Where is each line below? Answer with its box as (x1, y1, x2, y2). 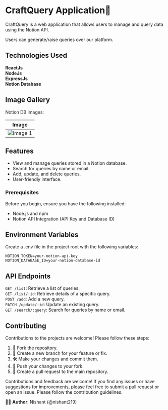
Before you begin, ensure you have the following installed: (5, 200, 126, 207)
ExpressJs (5, 76, 28, 82)
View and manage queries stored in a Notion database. (12, 160, 127, 166)
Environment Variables (5, 231, 79, 239)
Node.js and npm (12, 210, 48, 216)
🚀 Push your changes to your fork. (12, 363, 84, 369)
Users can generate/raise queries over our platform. (5, 36, 114, 43)
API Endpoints (5, 272, 51, 280)
